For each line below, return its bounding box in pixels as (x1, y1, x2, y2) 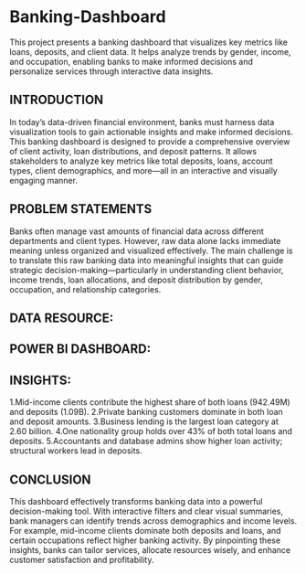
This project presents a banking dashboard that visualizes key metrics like (9, 37, 288, 48)
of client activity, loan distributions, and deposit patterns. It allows (9, 145, 258, 156)
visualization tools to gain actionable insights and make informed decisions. (9, 126, 294, 137)
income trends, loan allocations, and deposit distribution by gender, (9, 274, 263, 285)
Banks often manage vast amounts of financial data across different (9, 226, 265, 237)
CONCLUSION (9, 472, 91, 487)
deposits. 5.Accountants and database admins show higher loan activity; (9, 436, 283, 447)
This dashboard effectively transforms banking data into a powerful (9, 495, 263, 506)
